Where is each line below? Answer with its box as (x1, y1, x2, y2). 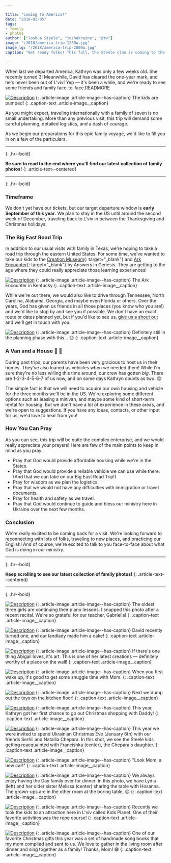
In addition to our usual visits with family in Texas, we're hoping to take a (5, 245, 157, 251)
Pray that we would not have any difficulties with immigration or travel (12, 484, 159, 490)
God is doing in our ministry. (5, 547, 65, 553)
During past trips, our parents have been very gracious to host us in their (5, 359, 158, 365)
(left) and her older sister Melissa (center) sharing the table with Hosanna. (5, 783, 160, 790)
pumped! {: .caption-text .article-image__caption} (5, 100, 109, 106)
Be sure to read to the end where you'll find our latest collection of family (5, 160, 162, 166)
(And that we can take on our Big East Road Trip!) (12, 473, 117, 479)
